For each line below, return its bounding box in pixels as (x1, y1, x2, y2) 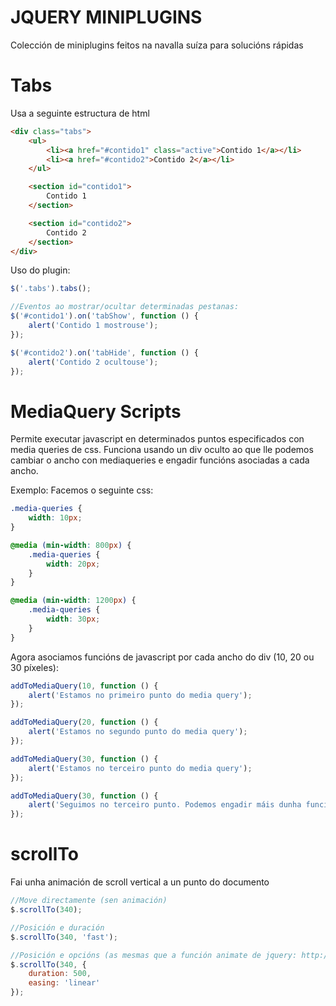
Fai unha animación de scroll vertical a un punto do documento (10, 876, 270, 888)
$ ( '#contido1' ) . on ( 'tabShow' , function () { (10, 311, 199, 321)
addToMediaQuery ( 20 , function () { (10, 717, 159, 728)
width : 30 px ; (46, 614, 101, 625)
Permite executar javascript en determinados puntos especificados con (10, 433, 305, 445)
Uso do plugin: (10, 264, 71, 276)
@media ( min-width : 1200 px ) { (10, 596, 137, 606)
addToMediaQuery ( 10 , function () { (10, 681, 159, 691)
